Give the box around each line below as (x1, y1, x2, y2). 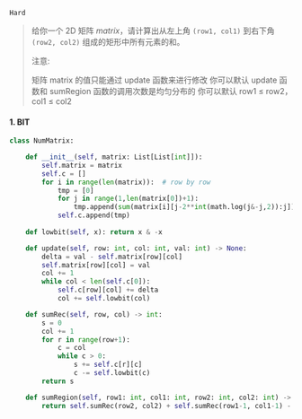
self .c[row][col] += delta (57, 285, 159, 295)
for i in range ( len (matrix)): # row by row (41, 178, 211, 187)
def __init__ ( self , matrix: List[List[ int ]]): (25, 153, 203, 161)
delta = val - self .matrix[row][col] (41, 252, 182, 261)
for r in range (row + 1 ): (41, 335, 130, 345)
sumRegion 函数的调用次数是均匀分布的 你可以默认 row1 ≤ (49, 86, 264, 96)
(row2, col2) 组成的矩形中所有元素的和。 (31, 37, 185, 47)
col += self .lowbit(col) (57, 294, 151, 303)
